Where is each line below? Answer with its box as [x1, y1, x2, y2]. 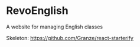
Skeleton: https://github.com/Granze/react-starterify [6, 34, 134, 41]
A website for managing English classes [6, 23, 103, 30]
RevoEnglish [6, 4, 69, 17]
